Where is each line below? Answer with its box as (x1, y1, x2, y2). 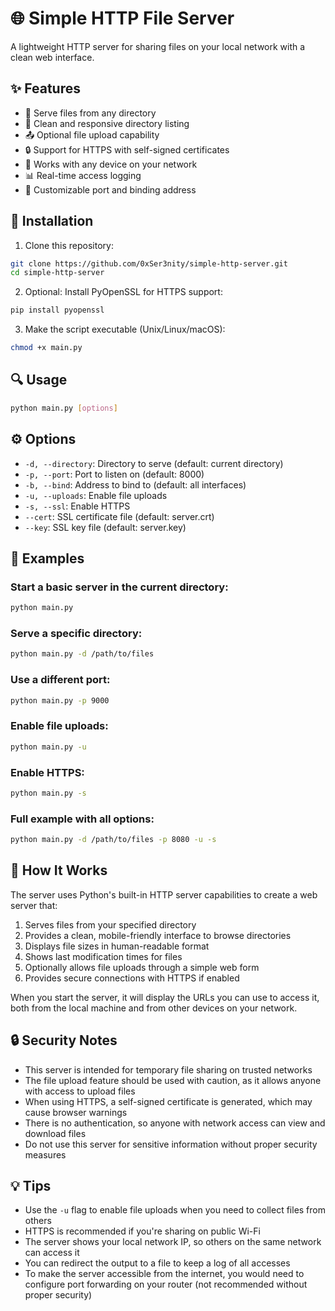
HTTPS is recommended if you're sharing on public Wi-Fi (24, 1225, 261, 1237)
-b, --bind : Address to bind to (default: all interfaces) (24, 478, 247, 491)
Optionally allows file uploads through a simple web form (24, 961, 260, 973)
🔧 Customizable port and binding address (24, 183, 197, 196)
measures (24, 1148, 67, 1161)
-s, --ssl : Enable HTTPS (24, 500, 131, 512)
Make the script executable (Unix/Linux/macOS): (24, 323, 226, 336)
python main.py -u (10, 742, 87, 752)
